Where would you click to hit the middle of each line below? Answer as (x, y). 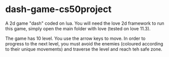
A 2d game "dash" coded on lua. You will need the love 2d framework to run (85, 23)
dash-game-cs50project (58, 9)
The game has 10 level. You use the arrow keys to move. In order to (75, 38)
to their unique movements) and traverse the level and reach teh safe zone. (84, 49)
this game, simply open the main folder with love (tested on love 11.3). (78, 28)
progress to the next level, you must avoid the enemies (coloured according (84, 43)
